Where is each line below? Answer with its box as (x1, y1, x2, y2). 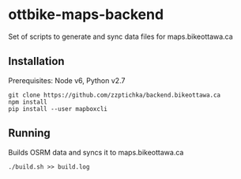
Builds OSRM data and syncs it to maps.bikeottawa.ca (8, 147, 184, 157)
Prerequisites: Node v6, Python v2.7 (8, 75, 126, 85)
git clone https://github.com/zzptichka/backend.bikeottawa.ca (8, 91, 221, 99)
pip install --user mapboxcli (8, 105, 108, 112)
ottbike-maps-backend (8, 6, 164, 24)
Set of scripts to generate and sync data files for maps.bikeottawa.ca (8, 32, 233, 41)
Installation (8, 55, 65, 68)
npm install (8, 97, 47, 106)
